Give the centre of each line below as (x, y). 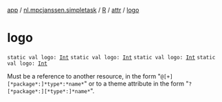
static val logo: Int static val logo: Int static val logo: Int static (111, 57)
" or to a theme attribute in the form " (136, 83)
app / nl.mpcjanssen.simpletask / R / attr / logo (73, 10)
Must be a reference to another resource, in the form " (84, 76)
